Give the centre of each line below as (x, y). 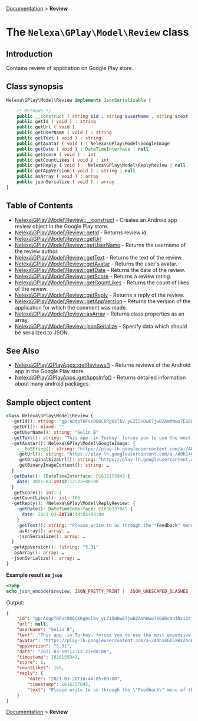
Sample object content (49, 402)
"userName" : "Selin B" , (46, 630)
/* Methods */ (34, 111)
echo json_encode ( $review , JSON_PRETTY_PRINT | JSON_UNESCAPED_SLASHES (97, 591)
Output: (15, 602)
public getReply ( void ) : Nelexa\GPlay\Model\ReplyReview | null (101, 165)
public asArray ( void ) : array (58, 177)
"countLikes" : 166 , (41, 668)
